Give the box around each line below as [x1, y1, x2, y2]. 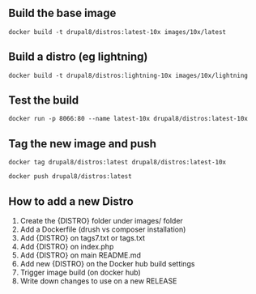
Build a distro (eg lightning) [8, 50, 148, 64]
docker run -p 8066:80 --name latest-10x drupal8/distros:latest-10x [8, 115, 249, 123]
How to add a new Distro [8, 194, 134, 208]
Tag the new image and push [8, 137, 156, 151]
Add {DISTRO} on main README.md [19, 250, 142, 260]
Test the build [8, 93, 79, 108]
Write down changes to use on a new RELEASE [19, 276, 177, 286]
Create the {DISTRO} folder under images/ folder [19, 216, 184, 226]
